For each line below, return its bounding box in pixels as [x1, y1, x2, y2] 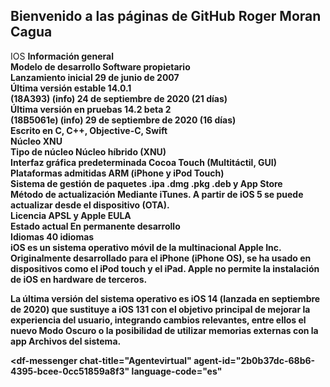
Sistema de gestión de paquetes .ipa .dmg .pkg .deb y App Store [10, 177, 283, 189]
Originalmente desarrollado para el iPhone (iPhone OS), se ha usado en [10, 252, 312, 264]
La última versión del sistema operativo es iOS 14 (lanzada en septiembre [10, 292, 321, 304]
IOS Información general [10, 50, 114, 62]
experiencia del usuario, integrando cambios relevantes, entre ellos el [10, 314, 307, 326]
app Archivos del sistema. [10, 335, 122, 347]
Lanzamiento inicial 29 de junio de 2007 [10, 71, 180, 83]
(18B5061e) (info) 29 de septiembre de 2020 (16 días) [10, 114, 237, 126]
